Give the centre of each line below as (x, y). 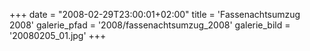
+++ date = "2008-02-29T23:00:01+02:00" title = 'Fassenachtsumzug (155, 14)
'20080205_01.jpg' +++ (58, 35)
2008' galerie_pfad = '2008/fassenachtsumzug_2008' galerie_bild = (150, 25)
